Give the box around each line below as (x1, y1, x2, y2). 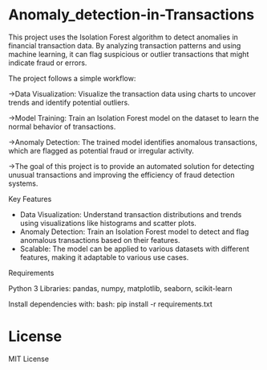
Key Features (8, 194, 52, 203)
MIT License (8, 354, 50, 364)
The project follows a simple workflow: (8, 73, 136, 83)
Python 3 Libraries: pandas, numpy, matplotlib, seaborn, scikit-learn (8, 283, 233, 293)
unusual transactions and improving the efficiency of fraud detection (8, 170, 235, 179)
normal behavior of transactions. (8, 121, 116, 131)
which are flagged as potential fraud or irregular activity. (8, 146, 195, 155)
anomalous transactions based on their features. (19, 235, 180, 245)
